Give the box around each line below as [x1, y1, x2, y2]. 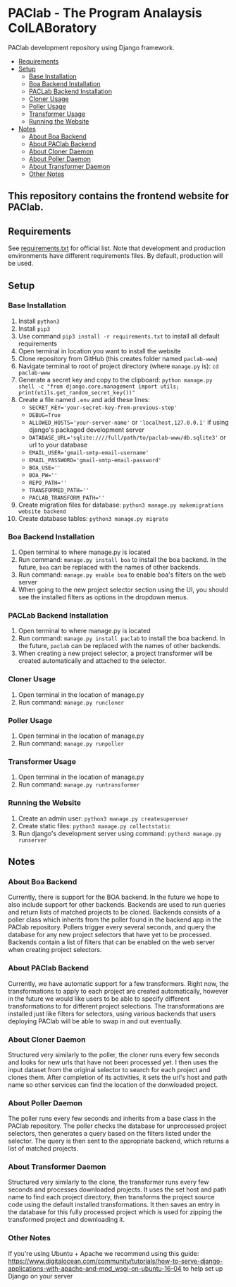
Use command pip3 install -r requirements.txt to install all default [18, 331, 220, 340]
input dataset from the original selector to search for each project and [8, 1065, 211, 1074]
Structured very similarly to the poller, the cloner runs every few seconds [8, 1050, 220, 1059]
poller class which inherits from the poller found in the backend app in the [8, 915, 223, 924]
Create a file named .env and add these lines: [18, 395, 151, 404]
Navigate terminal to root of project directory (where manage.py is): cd [18, 362, 219, 370]
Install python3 [18, 317, 60, 325]
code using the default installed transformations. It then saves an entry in [8, 1200, 221, 1209]
